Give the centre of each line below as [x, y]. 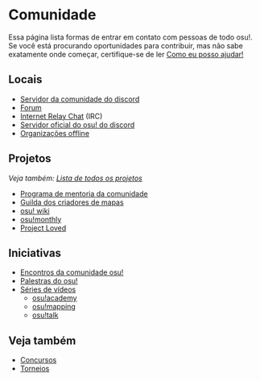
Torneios [35, 369]
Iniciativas [35, 253]
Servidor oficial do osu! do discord [77, 124]
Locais [25, 79]
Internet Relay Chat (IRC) [61, 116]
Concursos [38, 360]
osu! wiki [35, 210]
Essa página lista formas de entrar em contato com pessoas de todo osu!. [131, 37]
